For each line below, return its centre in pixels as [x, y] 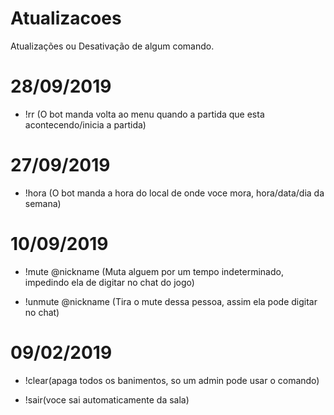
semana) [43, 203]
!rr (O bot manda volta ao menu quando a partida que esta [144, 114]
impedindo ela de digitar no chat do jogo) [109, 282]
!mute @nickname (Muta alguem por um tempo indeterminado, [154, 271]
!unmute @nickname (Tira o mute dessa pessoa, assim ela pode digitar [171, 301]
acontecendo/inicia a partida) [85, 124]
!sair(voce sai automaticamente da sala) [107, 399]
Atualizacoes [66, 18]
